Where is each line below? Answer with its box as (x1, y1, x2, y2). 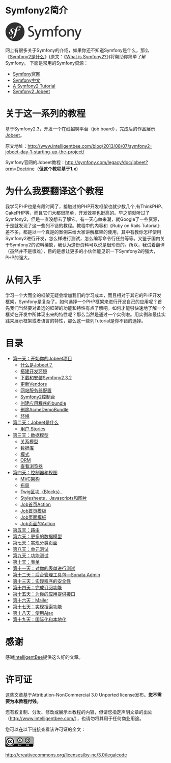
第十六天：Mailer (12, 597, 48, 603)
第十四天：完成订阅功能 (12, 584, 62, 590)
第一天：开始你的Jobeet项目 (12, 355, 72, 361)
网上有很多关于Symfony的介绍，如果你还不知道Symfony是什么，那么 (5, 47, 150, 53)
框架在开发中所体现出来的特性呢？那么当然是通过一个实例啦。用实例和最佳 (5, 311, 161, 317)
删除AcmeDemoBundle (20, 406, 69, 412)
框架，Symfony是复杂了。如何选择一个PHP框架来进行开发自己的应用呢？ (5, 298, 158, 305)
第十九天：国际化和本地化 (12, 616, 67, 622)
